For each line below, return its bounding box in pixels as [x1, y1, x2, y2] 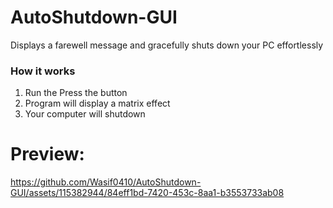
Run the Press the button [24, 87, 128, 99]
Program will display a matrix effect [24, 97, 171, 110]
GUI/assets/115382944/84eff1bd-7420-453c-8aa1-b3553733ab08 [10, 187, 285, 199]
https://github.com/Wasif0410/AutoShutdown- [10, 176, 202, 188]
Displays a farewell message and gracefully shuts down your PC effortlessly [10, 39, 324, 51]
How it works [10, 64, 76, 78]
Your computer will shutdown [24, 108, 146, 120]
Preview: [10, 143, 85, 166]
